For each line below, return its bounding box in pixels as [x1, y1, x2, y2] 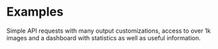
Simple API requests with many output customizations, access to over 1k [6, 27, 211, 35]
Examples [6, 4, 64, 20]
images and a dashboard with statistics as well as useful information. [6, 33, 202, 42]
